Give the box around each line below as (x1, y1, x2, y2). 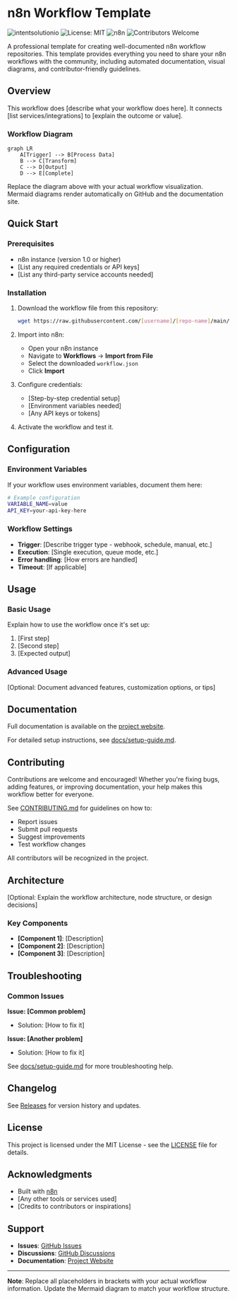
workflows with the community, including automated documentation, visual (7, 57, 226, 65)
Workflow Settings (7, 524, 73, 534)
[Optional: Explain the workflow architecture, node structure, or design (7, 893, 212, 901)
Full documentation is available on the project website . (7, 722, 166, 731)
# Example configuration (7, 494, 80, 501)
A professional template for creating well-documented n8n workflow (7, 42, 206, 50)
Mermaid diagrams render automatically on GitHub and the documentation (7, 190, 224, 199)
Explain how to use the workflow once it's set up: (7, 620, 150, 629)
